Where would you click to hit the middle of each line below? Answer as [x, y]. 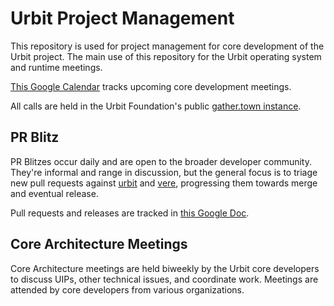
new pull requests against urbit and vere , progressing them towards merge [164, 183]
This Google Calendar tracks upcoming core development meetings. [151, 86]
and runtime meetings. [56, 67]
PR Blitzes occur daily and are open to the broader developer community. [161, 161]
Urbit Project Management [122, 18]
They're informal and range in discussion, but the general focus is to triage [164, 172]
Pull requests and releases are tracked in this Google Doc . [130, 213]
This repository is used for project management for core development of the [167, 46]
